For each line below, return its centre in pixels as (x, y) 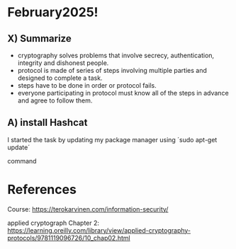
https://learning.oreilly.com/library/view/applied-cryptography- (99, 230)
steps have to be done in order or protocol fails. (87, 85)
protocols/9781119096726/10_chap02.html (69, 238)
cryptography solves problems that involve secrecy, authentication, (116, 55)
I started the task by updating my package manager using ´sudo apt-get (112, 139)
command (22, 161)
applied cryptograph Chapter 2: (54, 223)
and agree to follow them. (55, 100)
